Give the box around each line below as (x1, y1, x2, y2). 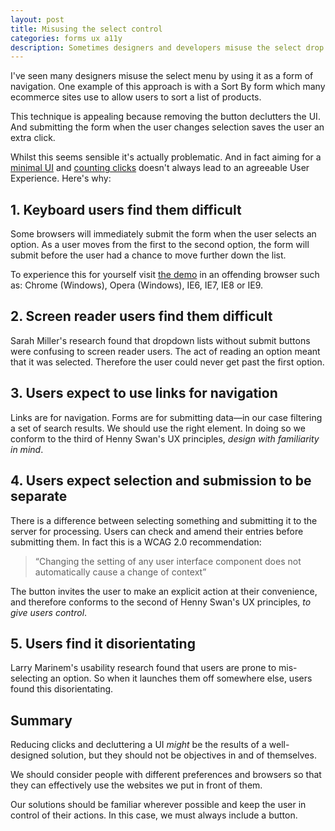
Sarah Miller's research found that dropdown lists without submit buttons (10, 334, 311, 346)
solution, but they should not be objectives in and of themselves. (51, 749, 317, 761)
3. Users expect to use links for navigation (10, 385, 278, 402)
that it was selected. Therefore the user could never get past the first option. (10, 356, 325, 368)
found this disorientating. (10, 683, 114, 695)
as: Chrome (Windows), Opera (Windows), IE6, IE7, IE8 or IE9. (10, 279, 264, 291)
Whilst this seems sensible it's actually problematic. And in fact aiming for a (10, 151, 322, 163)
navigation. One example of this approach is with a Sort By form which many (10, 81, 326, 93)
